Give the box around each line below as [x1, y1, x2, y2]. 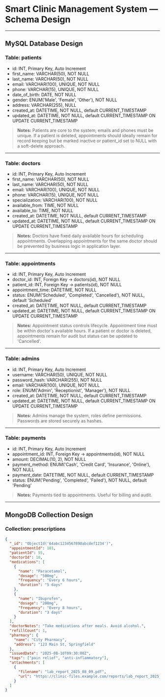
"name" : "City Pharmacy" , [14, 637, 67, 642]
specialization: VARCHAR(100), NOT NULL [12, 197, 98, 203]
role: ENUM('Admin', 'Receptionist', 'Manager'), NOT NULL [12, 387, 131, 393]
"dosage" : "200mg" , [18, 601, 58, 606]
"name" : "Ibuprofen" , [18, 596, 63, 601]
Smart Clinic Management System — [5, 3, 158, 15]
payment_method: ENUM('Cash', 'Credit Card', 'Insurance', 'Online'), [12, 461, 151, 467]
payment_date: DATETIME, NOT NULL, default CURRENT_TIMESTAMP [12, 472, 154, 478]
